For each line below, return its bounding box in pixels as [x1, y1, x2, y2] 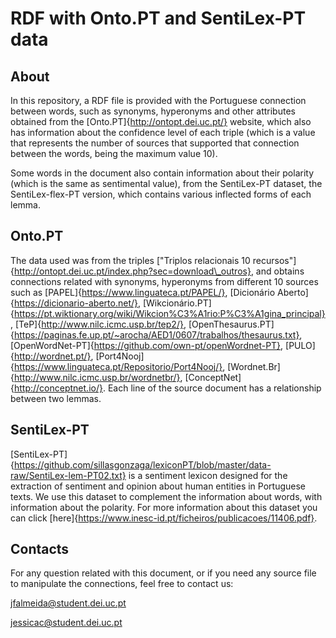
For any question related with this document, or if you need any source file [10, 567, 317, 579]
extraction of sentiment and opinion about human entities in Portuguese [10, 480, 307, 492]
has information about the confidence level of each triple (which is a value [10, 127, 316, 138]
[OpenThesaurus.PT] [188, 318, 275, 330]
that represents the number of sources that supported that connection [10, 137, 300, 149]
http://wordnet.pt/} [13, 350, 92, 362]
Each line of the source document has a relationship [107, 382, 322, 394]
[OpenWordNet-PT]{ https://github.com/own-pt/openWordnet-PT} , [10, 339, 284, 351]
